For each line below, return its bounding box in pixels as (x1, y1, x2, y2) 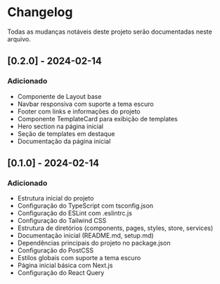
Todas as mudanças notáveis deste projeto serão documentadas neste (7, 27, 212, 36)
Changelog (7, 4, 73, 20)
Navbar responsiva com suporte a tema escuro (17, 100, 154, 108)
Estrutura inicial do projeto (17, 194, 94, 203)
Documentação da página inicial (17, 137, 111, 145)
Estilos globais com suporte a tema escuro (17, 254, 141, 262)
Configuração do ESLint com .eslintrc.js (17, 209, 132, 217)
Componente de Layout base (17, 92, 102, 100)
